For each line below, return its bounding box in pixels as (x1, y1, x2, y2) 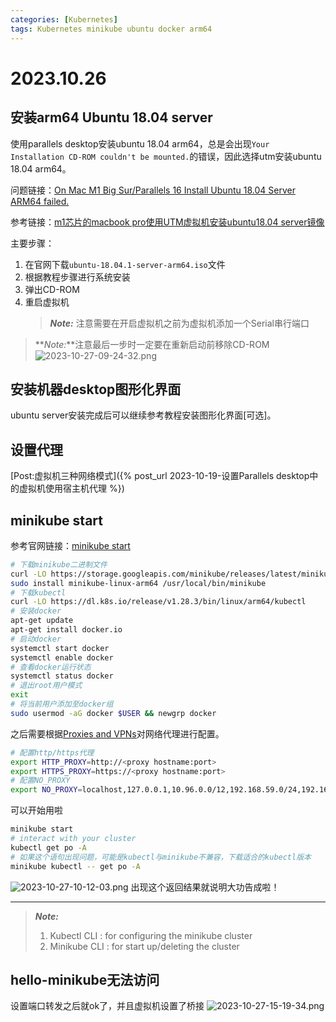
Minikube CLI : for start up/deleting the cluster (49, 940, 240, 952)
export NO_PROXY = (10, 785, 83, 795)
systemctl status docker (10, 671, 114, 681)
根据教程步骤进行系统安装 (24, 271, 131, 283)
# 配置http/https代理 (10, 747, 95, 758)
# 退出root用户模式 (10, 681, 83, 691)
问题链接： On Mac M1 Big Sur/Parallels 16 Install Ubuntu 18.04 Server (10, 184, 296, 196)
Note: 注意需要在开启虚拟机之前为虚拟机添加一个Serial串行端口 (49, 317, 310, 329)
